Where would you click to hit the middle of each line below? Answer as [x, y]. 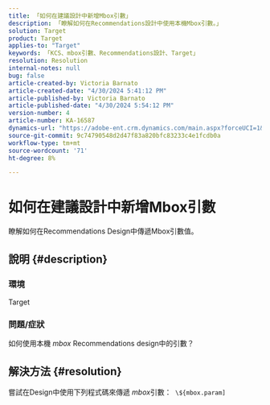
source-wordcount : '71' [48, 151]
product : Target [35, 38]
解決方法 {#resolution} [65, 371]
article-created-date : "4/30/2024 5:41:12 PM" [88, 91]
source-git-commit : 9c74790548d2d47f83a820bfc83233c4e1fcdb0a [115, 135]
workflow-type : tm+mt [45, 143]
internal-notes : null [45, 68]
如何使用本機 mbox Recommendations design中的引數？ [101, 344]
